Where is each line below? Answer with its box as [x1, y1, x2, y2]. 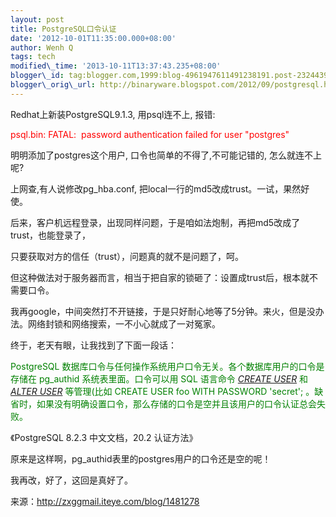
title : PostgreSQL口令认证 [10, 24, 117, 34]
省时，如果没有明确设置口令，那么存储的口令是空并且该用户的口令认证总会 [10, 397, 317, 410]
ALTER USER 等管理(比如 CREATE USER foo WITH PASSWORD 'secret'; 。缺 [10, 385, 324, 397]
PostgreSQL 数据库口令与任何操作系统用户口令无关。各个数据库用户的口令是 [10, 360, 325, 372]
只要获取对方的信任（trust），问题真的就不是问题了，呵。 [10, 250, 245, 262]
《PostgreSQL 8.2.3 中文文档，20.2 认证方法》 [10, 431, 198, 443]
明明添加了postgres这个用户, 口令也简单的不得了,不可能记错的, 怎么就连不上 [10, 149, 322, 161]
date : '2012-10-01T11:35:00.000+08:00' [10, 33, 177, 43]
